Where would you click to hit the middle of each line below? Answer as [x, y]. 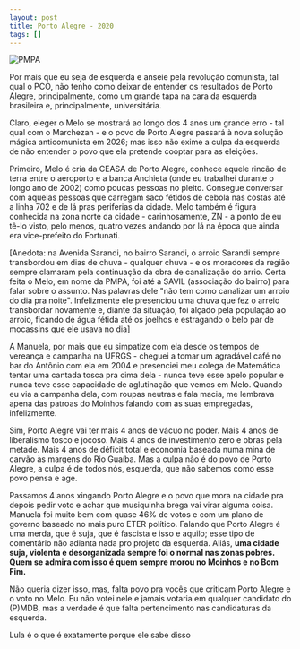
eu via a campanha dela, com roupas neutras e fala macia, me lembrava [142, 394]
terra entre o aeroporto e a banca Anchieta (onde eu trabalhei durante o [142, 178]
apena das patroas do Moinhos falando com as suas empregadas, [131, 403]
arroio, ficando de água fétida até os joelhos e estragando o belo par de [142, 320]
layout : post [34, 17]
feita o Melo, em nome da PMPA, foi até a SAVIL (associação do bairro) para [150, 281]
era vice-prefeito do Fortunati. [65, 236]
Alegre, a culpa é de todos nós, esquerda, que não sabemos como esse [142, 469]
